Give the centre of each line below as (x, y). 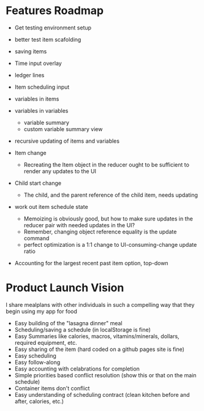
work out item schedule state (51, 206)
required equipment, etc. (46, 342)
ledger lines (29, 75)
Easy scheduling (35, 355)
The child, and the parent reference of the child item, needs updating (111, 195)
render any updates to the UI (60, 171)
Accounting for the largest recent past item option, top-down (92, 263)
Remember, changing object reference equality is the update (100, 232)
